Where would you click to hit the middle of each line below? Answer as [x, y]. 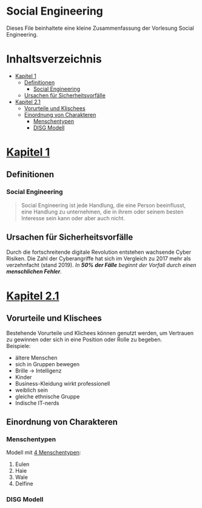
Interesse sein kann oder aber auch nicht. [73, 218]
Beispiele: [19, 346]
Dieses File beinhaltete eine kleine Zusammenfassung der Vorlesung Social [100, 28]
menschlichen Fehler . [34, 271]
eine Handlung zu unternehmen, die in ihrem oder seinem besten [102, 212]
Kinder [23, 377]
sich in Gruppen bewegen [47, 364]
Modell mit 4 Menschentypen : [44, 453]
